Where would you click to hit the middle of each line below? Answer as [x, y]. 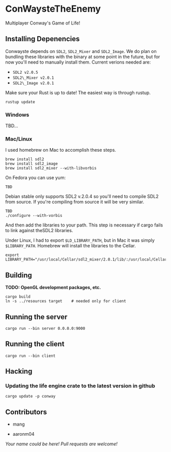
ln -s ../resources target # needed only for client [66, 301]
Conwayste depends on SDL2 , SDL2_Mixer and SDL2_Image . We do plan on [81, 51]
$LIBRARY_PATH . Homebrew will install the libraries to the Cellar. [70, 246]
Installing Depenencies [42, 39]
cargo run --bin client [31, 356]
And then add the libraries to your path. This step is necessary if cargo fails [84, 225]
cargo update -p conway [31, 397]
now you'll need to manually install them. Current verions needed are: [78, 62]
